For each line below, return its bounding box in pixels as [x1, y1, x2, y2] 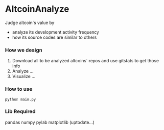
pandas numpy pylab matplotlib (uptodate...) [5, 119, 94, 125]
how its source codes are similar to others [12, 34, 97, 40]
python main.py [5, 97, 36, 102]
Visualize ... [12, 74, 36, 79]
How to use [5, 86, 33, 93]
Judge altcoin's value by [5, 20, 55, 26]
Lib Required [5, 108, 36, 115]
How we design [5, 47, 43, 53]
